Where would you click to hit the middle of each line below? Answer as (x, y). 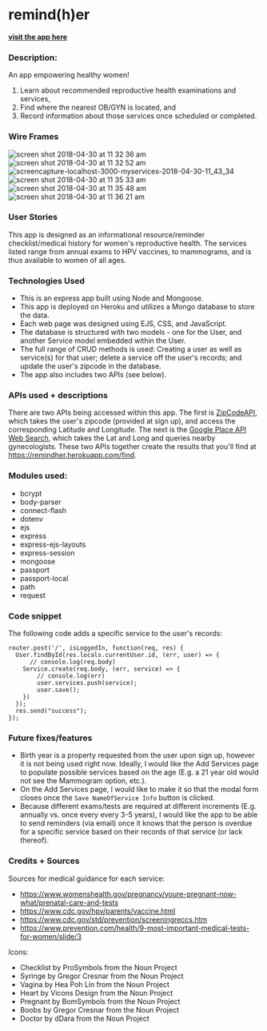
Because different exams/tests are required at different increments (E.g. (138, 806)
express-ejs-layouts (53, 544)
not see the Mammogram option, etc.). (83, 781)
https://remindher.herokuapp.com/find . (73, 455)
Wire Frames (34, 137)
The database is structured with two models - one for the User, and (131, 332)
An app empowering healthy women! (69, 75)
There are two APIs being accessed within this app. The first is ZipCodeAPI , (133, 412)
